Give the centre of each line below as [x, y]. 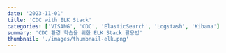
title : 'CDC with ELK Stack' [50, 20]
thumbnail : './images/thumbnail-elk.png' [68, 39]
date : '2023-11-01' [36, 13]
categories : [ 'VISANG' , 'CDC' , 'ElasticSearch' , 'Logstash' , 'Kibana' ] [113, 26]
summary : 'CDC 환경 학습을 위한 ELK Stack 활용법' [75, 33]
